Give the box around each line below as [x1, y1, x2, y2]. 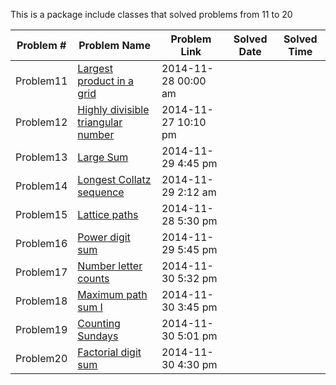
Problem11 [15, 74, 68, 88]
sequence [77, 185, 125, 199]
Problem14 [15, 179, 68, 193]
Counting [77, 317, 121, 330]
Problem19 [15, 323, 68, 336]
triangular [77, 115, 123, 129]
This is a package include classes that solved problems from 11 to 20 [10, 9, 293, 20]
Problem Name [78, 39, 151, 52]
